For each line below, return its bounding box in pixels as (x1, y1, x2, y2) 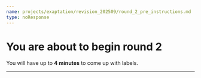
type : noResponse (6, 14, 50, 20)
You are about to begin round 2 (6, 40, 163, 54)
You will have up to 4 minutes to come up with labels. (6, 60, 139, 67)
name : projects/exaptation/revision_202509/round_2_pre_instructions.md (6, 8, 191, 15)
